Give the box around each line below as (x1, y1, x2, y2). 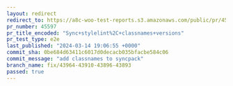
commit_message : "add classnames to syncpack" (6, 55, 144, 62)
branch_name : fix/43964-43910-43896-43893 (6, 62, 131, 69)
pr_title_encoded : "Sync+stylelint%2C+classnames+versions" (6, 29, 185, 37)
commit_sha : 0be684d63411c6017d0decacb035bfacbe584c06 (6, 49, 169, 56)
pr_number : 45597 (6, 23, 57, 30)
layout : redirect (6, 10, 57, 17)
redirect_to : (6, 17, 45, 24)
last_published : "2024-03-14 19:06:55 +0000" (6, 42, 140, 49)
